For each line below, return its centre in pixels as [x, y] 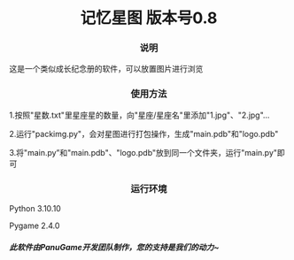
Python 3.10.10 [35, 209]
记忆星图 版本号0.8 [149, 18]
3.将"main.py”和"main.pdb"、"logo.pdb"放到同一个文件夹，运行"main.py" [143, 152]
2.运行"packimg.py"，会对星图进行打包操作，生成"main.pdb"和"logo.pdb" [144, 134]
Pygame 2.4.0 [35, 226]
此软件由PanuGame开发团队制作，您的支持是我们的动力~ [114, 247]
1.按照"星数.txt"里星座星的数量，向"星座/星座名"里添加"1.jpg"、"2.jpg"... [139, 115]
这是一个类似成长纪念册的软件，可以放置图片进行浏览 [106, 69]
